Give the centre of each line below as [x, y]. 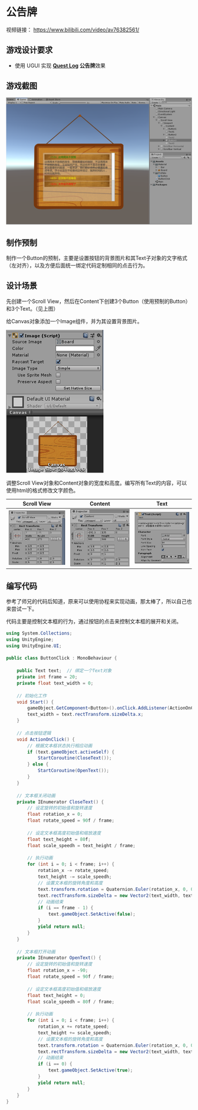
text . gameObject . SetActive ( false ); [92, 914]
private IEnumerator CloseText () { [60, 802]
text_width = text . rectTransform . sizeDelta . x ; [85, 715]
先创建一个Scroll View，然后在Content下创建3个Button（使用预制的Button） [98, 301]
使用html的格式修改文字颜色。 [42, 490]
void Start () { [35, 702]
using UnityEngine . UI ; [34, 646]
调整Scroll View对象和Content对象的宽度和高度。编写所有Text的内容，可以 [97, 482]
